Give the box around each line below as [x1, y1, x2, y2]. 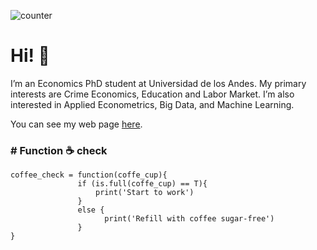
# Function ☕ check [10, 143, 108, 157]
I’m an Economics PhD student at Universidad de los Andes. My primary [10, 77, 307, 89]
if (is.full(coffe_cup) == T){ [77, 179, 208, 189]
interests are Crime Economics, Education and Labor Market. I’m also [10, 88, 295, 100]
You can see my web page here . [10, 118, 143, 130]
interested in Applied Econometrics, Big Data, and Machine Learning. [10, 98, 295, 110]
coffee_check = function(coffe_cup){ [10, 170, 168, 180]
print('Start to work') [95, 188, 195, 198]
